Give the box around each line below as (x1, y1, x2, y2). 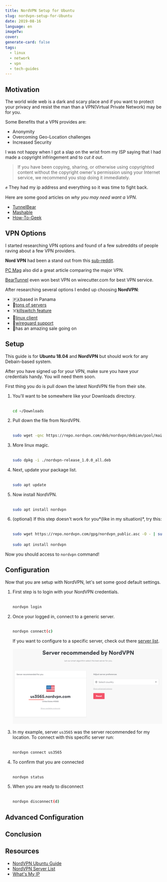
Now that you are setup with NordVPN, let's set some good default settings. (5, 579, 161, 585)
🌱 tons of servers (12, 302, 47, 308)
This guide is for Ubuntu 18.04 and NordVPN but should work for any (5, 353, 149, 359)
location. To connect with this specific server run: (12, 734, 115, 740)
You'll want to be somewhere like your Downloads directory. (12, 393, 136, 399)
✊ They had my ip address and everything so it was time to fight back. (5, 184, 149, 190)
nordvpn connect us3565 (12, 750, 62, 755)
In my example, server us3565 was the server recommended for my (12, 729, 150, 735)
